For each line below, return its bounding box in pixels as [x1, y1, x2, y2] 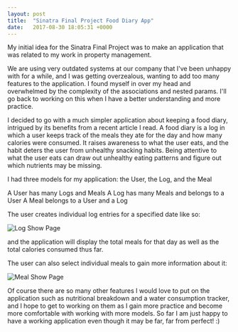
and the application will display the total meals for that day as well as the [7, 237, 220, 246]
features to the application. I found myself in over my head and [7, 80, 191, 88]
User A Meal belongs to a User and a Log [7, 196, 128, 205]
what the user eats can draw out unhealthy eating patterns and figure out [7, 154, 222, 162]
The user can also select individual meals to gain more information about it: [7, 259, 227, 267]
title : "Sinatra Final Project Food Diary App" [7, 17, 154, 24]
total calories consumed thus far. [7, 245, 104, 254]
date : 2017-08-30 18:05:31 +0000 [7, 23, 113, 31]
